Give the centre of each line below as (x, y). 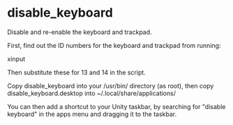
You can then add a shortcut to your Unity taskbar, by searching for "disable (116, 106)
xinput (16, 59)
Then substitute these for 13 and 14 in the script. (77, 72)
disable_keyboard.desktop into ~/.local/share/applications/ (92, 93)
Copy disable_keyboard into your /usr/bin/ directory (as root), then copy (111, 85)
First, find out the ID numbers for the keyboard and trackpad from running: (114, 45)
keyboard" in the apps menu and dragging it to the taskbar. (92, 114)
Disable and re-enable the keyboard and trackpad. (80, 32)
